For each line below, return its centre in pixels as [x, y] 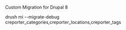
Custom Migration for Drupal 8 [36, 7]
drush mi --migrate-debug [32, 17]
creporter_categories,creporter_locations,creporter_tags [63, 22]
